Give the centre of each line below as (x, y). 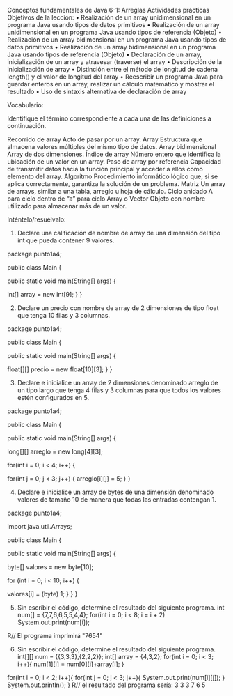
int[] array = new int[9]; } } (45, 294)
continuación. (27, 126)
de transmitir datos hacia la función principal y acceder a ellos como (105, 169)
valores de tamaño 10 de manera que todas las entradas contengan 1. (117, 500)
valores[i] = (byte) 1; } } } (42, 594)
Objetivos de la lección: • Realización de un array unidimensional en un (109, 17)
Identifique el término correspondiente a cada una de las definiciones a (109, 118)
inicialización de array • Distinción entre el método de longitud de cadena (112, 69)
